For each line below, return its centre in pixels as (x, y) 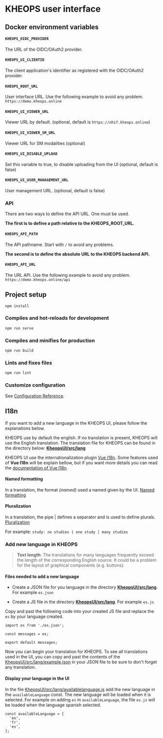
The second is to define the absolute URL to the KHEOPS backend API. (77, 254)
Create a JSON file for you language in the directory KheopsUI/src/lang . (85, 587)
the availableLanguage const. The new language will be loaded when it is (78, 695)
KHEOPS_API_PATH (21, 234)
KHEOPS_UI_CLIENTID (25, 60)
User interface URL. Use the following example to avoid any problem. (74, 97)
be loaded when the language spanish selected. (53, 705)
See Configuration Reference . (35, 396)
